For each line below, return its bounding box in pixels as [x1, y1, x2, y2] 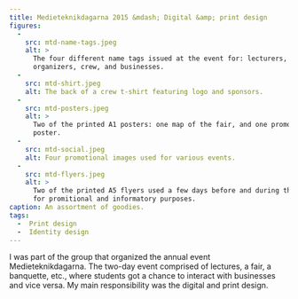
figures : [9, 21, 42, 30]
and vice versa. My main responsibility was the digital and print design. [9, 280, 269, 291]
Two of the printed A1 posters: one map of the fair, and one [32, 121, 268, 130]
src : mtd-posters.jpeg [25, 104, 109, 113]
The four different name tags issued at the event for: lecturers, [32, 54, 288, 63]
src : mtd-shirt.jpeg [25, 79, 101, 88]
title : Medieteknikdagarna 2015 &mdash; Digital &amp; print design [9, 12, 268, 22]
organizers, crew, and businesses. [32, 63, 165, 72]
